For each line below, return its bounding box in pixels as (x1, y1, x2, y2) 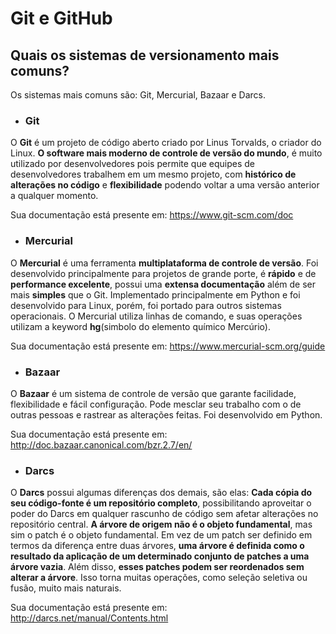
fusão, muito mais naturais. (10, 582, 122, 594)
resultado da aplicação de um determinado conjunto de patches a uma (10, 550, 310, 562)
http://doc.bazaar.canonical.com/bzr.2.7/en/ (10, 438, 193, 451)
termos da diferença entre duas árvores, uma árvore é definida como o (10, 540, 305, 552)
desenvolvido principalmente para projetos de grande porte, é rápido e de (10, 267, 317, 279)
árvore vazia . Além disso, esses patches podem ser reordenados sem (10, 561, 305, 573)
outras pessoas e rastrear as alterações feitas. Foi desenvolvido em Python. (10, 408, 323, 421)
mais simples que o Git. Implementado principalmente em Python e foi (10, 288, 301, 301)
